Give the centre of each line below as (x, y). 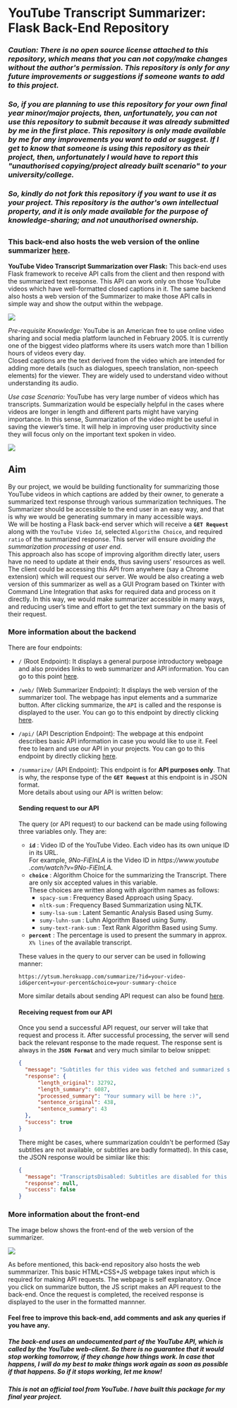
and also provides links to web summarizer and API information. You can (123, 669)
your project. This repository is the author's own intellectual (113, 202)
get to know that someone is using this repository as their (109, 148)
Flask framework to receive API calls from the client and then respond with (116, 274)
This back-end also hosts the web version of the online (104, 242)
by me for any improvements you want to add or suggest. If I (114, 140)
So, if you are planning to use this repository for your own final (118, 104)
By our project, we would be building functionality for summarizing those (114, 486)
